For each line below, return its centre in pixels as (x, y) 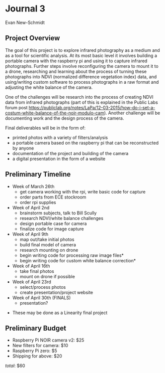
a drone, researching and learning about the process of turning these (76, 71)
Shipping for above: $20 (37, 356)
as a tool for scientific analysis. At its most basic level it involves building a (81, 55)
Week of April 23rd (32, 282)
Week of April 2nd (31, 207)
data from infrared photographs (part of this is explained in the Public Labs (82, 102)
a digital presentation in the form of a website (59, 159)
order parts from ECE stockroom (53, 197)
